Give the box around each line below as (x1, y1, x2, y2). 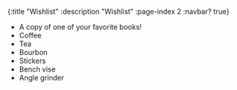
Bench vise (18, 65, 56, 74)
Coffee (18, 31, 42, 40)
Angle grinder (18, 73, 64, 82)
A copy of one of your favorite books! (18, 22, 142, 31)
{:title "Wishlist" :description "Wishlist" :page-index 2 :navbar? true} (7, 7, 230, 16)
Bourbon (18, 48, 49, 57)
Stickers (18, 56, 46, 65)
